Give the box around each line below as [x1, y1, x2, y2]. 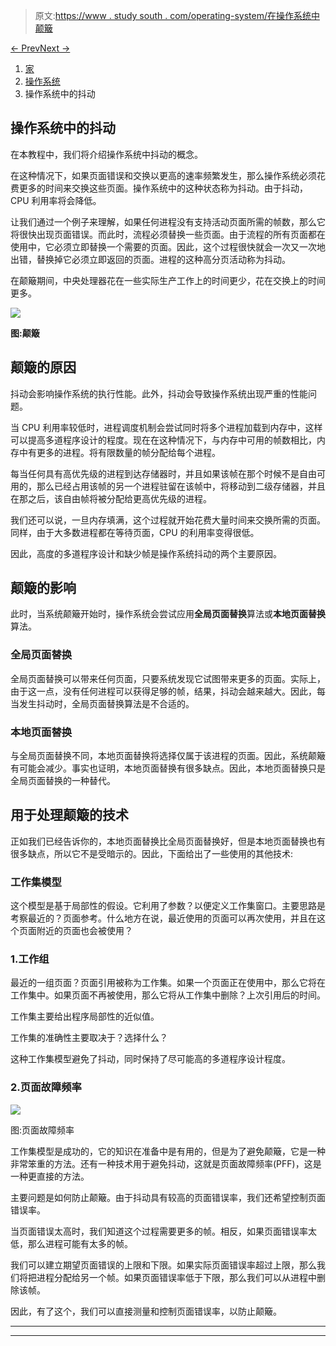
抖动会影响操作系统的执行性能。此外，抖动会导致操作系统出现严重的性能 [10, 387, 308, 399]
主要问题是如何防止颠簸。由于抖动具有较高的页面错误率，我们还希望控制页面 [10, 1191, 326, 1203]
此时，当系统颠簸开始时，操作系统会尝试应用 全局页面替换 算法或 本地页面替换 [10, 608, 326, 620]
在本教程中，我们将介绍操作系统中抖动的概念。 [10, 148, 203, 160]
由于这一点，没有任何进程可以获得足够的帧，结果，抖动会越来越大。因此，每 [10, 685, 326, 697]
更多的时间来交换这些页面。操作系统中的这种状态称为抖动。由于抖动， [18, 182, 308, 194]
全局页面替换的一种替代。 [10, 775, 116, 787]
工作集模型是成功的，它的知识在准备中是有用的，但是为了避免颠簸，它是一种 [10, 1145, 326, 1157]
